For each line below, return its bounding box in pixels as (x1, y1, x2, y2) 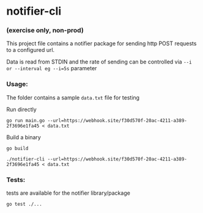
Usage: (6, 80, 29, 88)
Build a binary (6, 133, 41, 141)
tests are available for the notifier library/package (6, 189, 130, 197)
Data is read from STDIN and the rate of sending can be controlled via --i (6, 58, 192, 65)
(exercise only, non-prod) (6, 26, 84, 35)
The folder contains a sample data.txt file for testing (6, 93, 139, 101)
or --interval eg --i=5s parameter (6, 65, 97, 72)
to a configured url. (6, 46, 55, 54)
